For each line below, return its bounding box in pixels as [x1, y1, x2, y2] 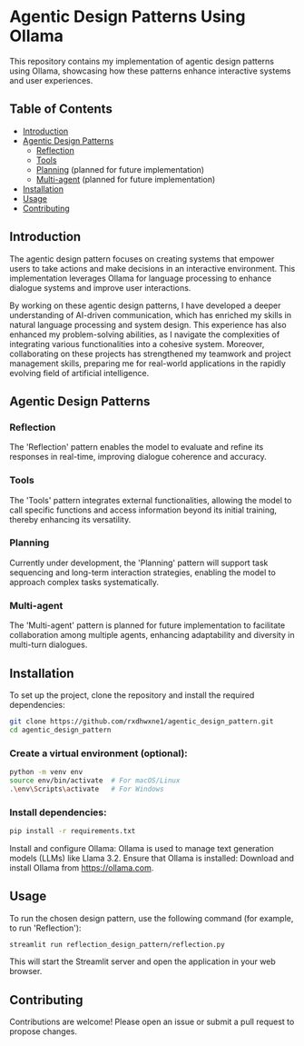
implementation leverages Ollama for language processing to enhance [9, 273, 272, 284]
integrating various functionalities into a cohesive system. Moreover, [9, 338, 265, 349]
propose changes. [9, 1026, 78, 1037]
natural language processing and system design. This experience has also [9, 319, 288, 330]
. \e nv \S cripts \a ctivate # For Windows [9, 784, 165, 793]
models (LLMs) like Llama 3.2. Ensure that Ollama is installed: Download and [9, 852, 295, 863]
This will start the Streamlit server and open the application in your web [9, 956, 277, 967]
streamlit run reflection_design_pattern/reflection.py [9, 940, 225, 949]
